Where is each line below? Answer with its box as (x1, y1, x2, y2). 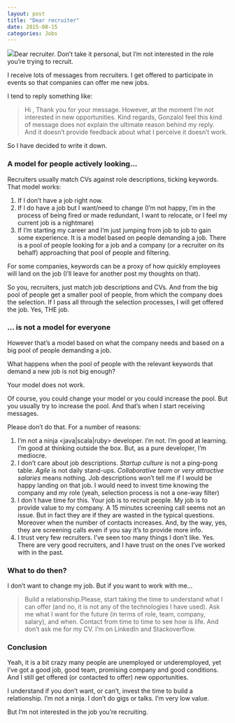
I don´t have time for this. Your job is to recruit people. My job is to (17, 496, 208, 504)
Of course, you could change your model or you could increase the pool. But (7, 394, 228, 403)
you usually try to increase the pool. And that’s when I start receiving (7, 401, 205, 410)
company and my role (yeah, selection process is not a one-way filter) (17, 488, 220, 496)
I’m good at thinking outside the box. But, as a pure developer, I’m (17, 443, 207, 452)
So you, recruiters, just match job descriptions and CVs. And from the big (7, 283, 218, 291)
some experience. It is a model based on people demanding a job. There (17, 233, 227, 242)
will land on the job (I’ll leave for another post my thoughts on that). (7, 269, 201, 278)
